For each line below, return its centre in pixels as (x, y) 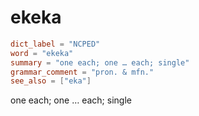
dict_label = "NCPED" (55, 44)
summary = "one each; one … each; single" (100, 62)
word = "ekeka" (42, 53)
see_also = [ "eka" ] (51, 81)
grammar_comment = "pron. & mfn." (82, 72)
